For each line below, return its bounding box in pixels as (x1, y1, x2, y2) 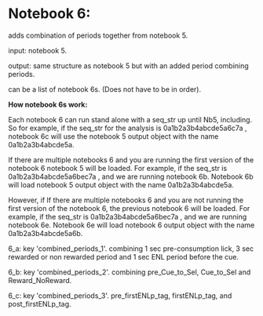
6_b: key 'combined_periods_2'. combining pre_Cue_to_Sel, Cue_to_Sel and (8, 267, 251, 277)
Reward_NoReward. (8, 275, 72, 285)
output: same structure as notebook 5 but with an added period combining (8, 60, 249, 71)
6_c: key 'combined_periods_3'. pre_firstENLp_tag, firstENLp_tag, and (8, 291, 232, 300)
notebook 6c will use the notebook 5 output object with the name (8, 131, 219, 141)
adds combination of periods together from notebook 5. (8, 31, 188, 40)
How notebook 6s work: (8, 100, 88, 109)
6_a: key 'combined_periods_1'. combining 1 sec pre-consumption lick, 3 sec (8, 244, 254, 253)
